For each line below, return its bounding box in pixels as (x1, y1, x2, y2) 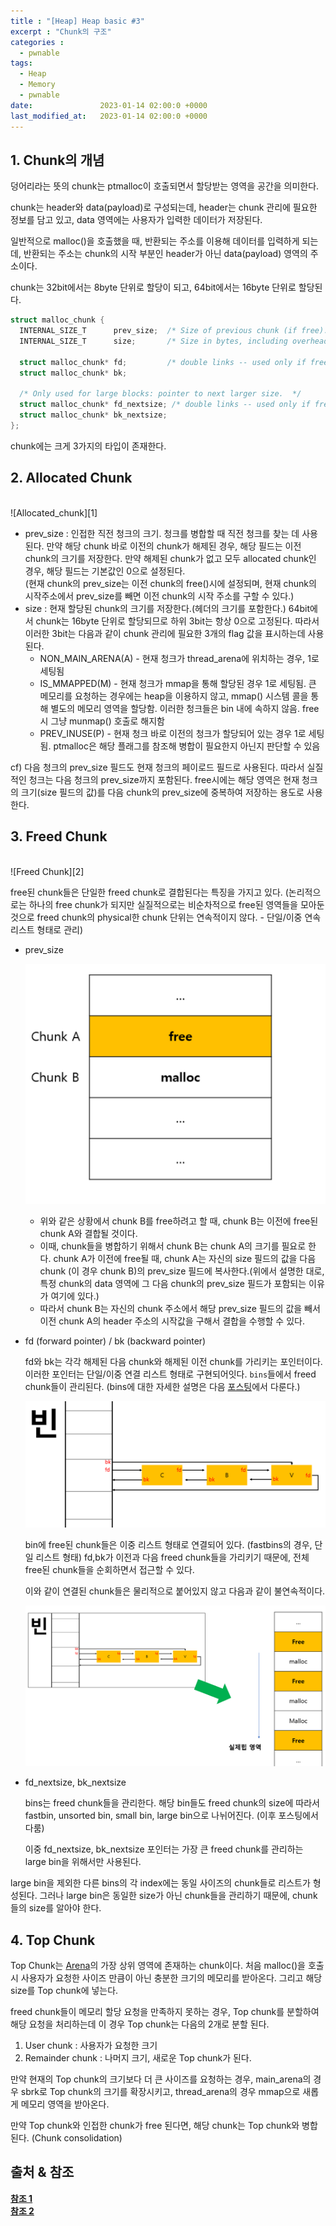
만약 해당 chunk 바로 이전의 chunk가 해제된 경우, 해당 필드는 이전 (46, 540, 302, 552)
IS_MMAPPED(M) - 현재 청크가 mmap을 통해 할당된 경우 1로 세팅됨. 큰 (39, 677, 317, 689)
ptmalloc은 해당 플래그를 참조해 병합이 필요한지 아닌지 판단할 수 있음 (53, 740, 321, 752)
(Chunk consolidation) (31, 2131, 123, 2144)
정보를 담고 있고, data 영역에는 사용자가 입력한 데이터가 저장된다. (10, 214, 263, 226)
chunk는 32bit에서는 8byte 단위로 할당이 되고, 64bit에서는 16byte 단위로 (10, 281, 297, 294)
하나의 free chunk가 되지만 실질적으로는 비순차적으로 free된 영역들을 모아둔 (28, 898, 325, 910)
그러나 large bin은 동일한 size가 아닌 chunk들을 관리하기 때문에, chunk (39, 1890, 318, 1902)
